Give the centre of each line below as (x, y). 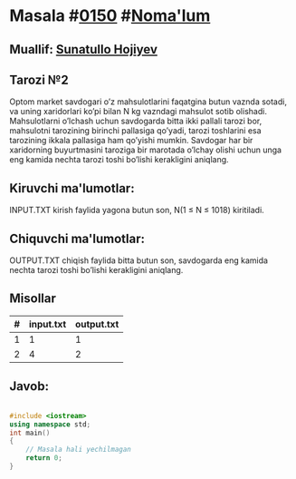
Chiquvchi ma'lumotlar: (77, 238)
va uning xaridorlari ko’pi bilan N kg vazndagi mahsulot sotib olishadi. (138, 112)
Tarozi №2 (39, 79)
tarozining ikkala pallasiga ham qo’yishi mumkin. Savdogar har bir (131, 141)
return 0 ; (44, 458)
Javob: (29, 386)
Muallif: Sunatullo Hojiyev (84, 49)
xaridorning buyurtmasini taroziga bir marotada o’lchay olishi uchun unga (146, 150)
